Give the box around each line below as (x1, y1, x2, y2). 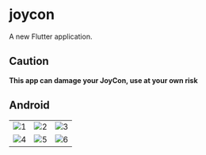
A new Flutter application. (9, 32, 93, 41)
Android (9, 99, 50, 112)
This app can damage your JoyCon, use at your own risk (9, 75, 198, 85)
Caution (9, 55, 50, 68)
